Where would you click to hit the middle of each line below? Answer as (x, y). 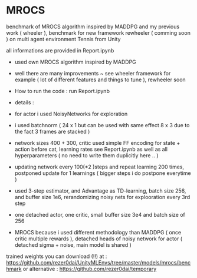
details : (24, 102)
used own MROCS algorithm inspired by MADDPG (75, 62)
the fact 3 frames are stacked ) (52, 131)
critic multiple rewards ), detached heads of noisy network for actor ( (98, 239)
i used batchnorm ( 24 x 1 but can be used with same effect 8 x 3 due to (102, 125)
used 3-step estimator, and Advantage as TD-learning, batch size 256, (100, 191)
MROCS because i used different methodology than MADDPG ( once (98, 232)
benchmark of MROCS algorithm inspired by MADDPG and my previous (93, 27)
